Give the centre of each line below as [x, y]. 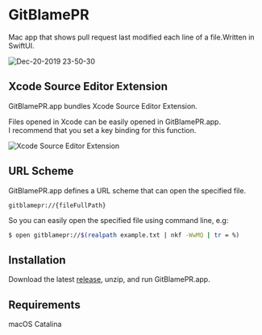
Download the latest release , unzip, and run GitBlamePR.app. [110, 279]
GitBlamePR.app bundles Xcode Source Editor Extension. [103, 105]
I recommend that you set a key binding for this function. [102, 130]
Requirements [44, 305]
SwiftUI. [21, 45]
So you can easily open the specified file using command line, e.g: [119, 220]
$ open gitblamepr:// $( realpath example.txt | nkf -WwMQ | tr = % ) [124, 235]
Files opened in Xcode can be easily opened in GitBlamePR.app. [115, 122]
